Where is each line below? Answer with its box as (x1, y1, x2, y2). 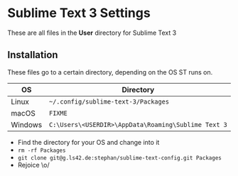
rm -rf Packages (17, 147, 66, 154)
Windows (11, 119, 43, 129)
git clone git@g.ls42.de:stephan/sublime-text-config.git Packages (17, 154, 222, 161)
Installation (7, 49, 58, 61)
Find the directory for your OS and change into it (17, 138, 160, 146)
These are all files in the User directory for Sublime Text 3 (7, 28, 177, 37)
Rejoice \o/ (17, 160, 50, 169)
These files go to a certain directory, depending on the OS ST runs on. (7, 67, 213, 76)
